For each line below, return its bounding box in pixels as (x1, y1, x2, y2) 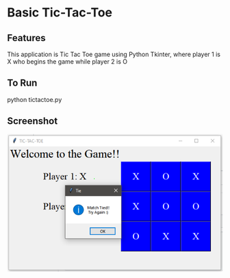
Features (7, 32, 46, 44)
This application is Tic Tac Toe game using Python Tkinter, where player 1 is (7, 50, 221, 58)
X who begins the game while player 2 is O (7, 58, 128, 66)
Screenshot (7, 115, 58, 127)
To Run (7, 77, 38, 89)
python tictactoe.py (7, 95, 62, 103)
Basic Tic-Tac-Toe (7, 5, 113, 21)
